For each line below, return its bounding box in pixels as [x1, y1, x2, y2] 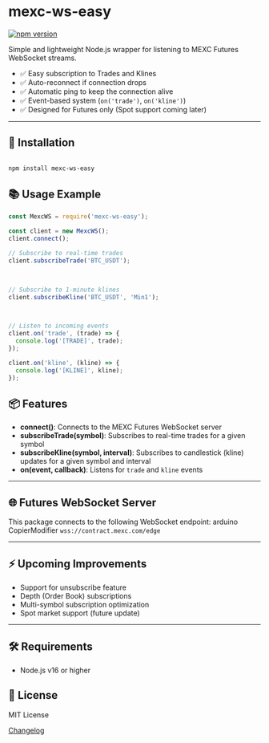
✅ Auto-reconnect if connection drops [19, 77, 147, 87]
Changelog [8, 725, 45, 735]
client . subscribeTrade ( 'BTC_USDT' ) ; [8, 256, 130, 265]
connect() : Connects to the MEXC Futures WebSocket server [19, 422, 223, 432]
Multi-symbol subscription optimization [19, 599, 150, 609]
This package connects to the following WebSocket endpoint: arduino [8, 517, 239, 527]
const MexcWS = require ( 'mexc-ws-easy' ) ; [8, 213, 149, 221]
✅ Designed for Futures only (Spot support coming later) [19, 104, 207, 114]
